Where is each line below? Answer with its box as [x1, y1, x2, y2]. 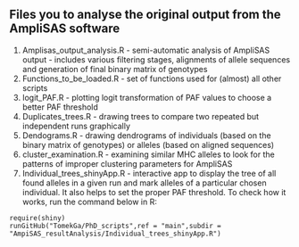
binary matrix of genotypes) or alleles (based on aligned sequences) [21, 139, 275, 150]
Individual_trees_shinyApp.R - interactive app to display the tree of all [21, 168, 277, 178]
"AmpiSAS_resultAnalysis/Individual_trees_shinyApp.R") [9, 229, 221, 238]
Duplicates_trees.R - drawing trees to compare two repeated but [21, 111, 260, 121]
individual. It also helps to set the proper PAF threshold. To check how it [21, 186, 287, 197]
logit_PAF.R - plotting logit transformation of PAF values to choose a [21, 92, 272, 103]
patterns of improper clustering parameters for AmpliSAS [21, 158, 233, 169]
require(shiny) [9, 213, 66, 222]
